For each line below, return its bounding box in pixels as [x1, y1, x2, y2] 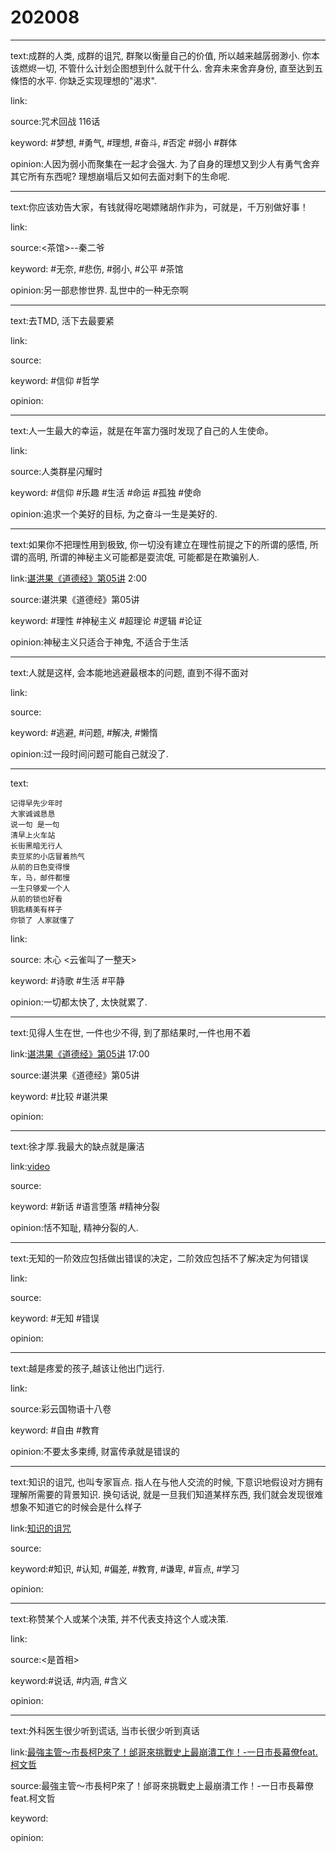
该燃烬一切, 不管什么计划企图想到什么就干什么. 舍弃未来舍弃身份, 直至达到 [10, 62, 315, 74]
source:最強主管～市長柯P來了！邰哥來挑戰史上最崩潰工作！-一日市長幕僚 [10, 1779, 314, 1791]
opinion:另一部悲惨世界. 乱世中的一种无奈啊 [10, 284, 189, 296]
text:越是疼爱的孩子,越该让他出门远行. [10, 1362, 165, 1374]
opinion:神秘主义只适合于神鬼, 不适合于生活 [10, 636, 189, 648]
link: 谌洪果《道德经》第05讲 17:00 [10, 1047, 150, 1060]
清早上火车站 [10, 830, 56, 840]
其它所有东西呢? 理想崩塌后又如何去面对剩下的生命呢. [10, 170, 231, 182]
